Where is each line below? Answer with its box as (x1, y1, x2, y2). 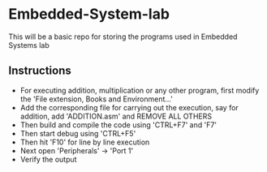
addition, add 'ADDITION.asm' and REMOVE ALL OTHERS (19, 111, 213, 121)
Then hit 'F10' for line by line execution (19, 137, 150, 147)
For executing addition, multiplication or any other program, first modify (19, 85, 260, 95)
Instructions (8, 64, 71, 78)
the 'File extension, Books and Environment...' (19, 94, 173, 104)
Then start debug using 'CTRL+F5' (19, 128, 136, 138)
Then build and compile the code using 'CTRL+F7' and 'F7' (19, 119, 217, 130)
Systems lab (8, 40, 50, 49)
